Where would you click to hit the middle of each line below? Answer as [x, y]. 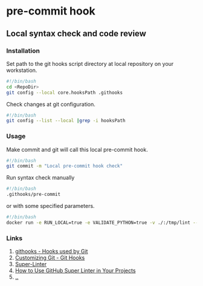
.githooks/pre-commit [34, 195]
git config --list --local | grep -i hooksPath [66, 121]
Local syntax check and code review [76, 34]
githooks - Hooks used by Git [51, 252]
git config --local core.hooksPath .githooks [64, 93]
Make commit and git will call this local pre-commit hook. [77, 149]
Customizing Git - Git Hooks [50, 258]
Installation [23, 51]
